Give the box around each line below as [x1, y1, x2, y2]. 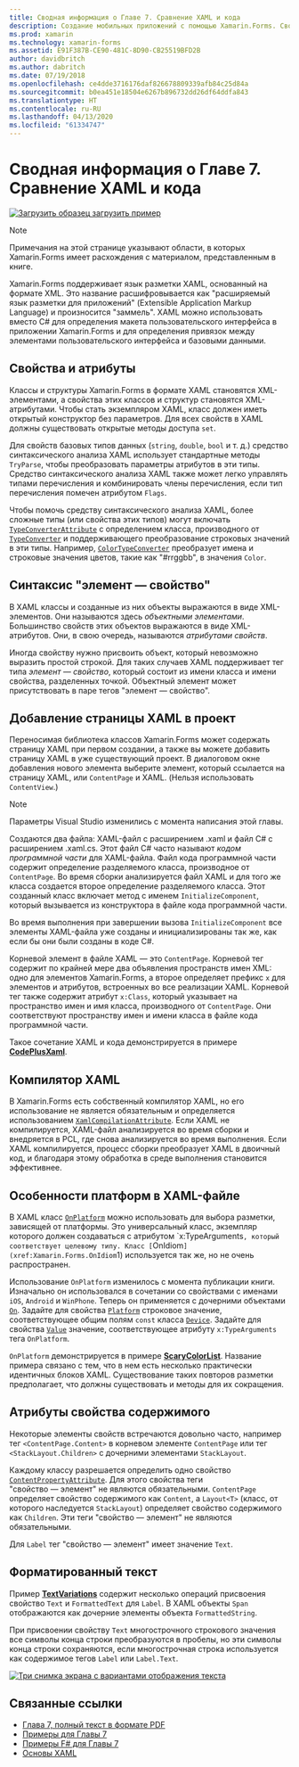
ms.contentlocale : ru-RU [9, 104, 101, 113]
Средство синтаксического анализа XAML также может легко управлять [9, 468, 288, 479]
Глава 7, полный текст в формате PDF [21, 1720, 166, 1730]
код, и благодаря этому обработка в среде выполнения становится [9, 1153, 267, 1163]
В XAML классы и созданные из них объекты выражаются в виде [9, 601, 259, 612]
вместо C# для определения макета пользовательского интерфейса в [9, 316, 278, 326]
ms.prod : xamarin [9, 29, 74, 38]
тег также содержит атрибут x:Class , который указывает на [9, 991, 238, 1002]
